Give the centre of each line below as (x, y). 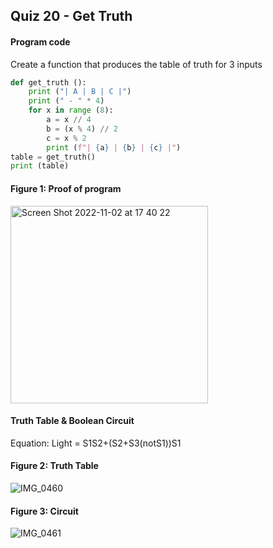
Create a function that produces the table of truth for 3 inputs (136, 64)
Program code (40, 41)
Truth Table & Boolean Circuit (72, 421)
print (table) (40, 166)
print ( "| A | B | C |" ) (80, 92)
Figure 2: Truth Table (54, 466)
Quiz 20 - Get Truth (71, 16)
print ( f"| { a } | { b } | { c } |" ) (114, 147)
